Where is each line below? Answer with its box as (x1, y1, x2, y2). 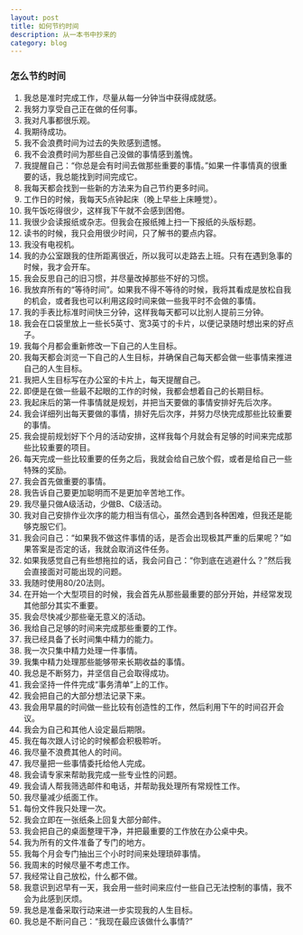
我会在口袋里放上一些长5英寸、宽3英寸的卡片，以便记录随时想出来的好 (23, 318, 287, 329)
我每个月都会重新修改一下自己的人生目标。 (23, 340, 182, 351)
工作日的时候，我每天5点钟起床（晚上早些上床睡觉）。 (23, 193, 223, 204)
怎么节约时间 (10, 69, 67, 82)
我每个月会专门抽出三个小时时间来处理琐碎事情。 (23, 847, 206, 858)
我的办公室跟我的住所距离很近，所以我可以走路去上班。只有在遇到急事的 (23, 250, 292, 261)
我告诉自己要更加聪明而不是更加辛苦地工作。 (23, 486, 190, 497)
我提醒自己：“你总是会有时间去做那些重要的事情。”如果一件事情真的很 (23, 160, 280, 171)
